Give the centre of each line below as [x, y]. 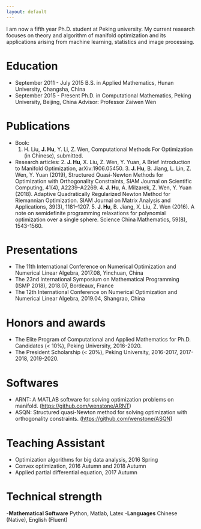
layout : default [26, 12]
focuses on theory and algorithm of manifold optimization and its [86, 35]
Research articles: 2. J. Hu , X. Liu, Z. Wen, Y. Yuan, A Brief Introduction [103, 162]
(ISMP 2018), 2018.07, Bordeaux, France [64, 286]
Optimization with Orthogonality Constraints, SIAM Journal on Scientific [103, 181]
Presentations [42, 250]
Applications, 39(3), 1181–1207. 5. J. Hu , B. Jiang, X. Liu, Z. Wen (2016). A [105, 206]
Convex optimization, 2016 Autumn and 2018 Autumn [80, 466]
